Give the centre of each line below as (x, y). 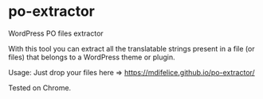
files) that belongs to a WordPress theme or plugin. (92, 57)
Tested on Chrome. (40, 88)
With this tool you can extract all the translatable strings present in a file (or (131, 48)
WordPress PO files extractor (56, 33)
